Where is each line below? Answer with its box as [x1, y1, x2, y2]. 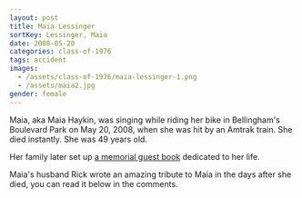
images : [9, 64, 39, 74]
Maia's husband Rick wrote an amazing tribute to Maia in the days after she [9, 169, 292, 180]
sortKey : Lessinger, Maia [9, 30, 107, 39]
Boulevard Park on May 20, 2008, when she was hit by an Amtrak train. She [9, 124, 293, 134]
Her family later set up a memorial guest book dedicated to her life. [9, 151, 261, 162]
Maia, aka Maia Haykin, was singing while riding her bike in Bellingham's [9, 114, 280, 125]
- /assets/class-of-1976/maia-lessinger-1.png [17, 73, 197, 82]
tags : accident [9, 55, 67, 64]
